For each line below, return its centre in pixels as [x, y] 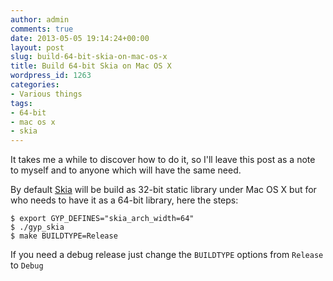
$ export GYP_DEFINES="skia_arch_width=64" [102, 219]
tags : [21, 103]
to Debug [27, 265]
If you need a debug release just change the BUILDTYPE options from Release [167, 255]
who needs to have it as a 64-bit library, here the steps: [124, 200]
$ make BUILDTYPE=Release [64, 236]
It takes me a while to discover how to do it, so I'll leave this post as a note [163, 160]
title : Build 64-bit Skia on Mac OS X [91, 66]
